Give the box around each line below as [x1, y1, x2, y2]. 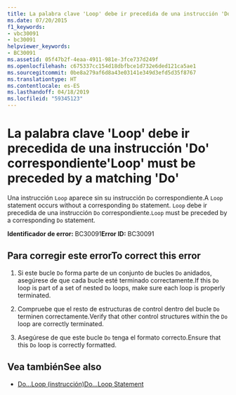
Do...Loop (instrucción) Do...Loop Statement [17, 380, 144, 388]
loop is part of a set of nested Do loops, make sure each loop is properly [17, 283, 225, 292]
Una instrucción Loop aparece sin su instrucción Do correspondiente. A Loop [7, 193, 223, 202]
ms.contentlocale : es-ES [7, 82, 80, 89]
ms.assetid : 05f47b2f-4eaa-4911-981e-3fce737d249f [7, 56, 159, 63]
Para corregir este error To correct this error [7, 250, 202, 262]
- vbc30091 [7, 30, 39, 37]
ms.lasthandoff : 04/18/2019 [7, 89, 90, 96]
